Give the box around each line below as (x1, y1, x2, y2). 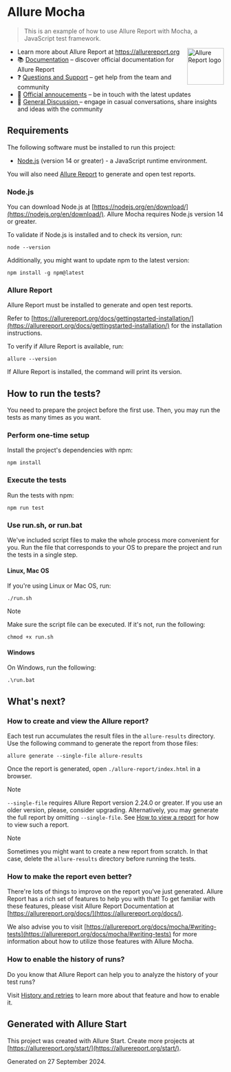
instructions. (7, 329, 43, 338)
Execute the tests (7, 475, 67, 485)
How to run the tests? (7, 387, 101, 400)
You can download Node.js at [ (7, 203, 94, 211)
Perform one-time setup (7, 431, 89, 440)
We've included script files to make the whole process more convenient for (7, 536, 220, 544)
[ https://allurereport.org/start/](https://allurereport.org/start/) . (7, 1044, 181, 1052)
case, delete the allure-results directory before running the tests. (7, 855, 196, 863)
